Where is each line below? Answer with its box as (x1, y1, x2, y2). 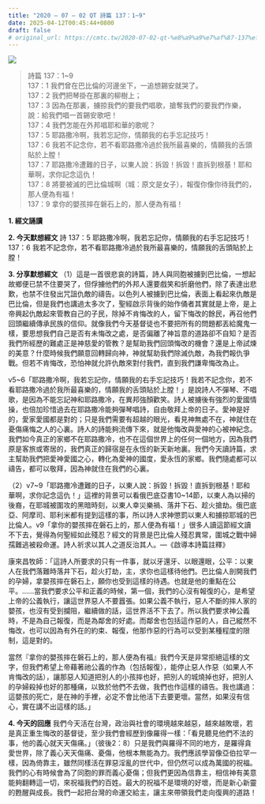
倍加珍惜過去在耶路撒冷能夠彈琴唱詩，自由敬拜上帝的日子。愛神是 (28, 404, 243, 415)
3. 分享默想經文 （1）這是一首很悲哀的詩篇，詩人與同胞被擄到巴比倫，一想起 (8, 269, 256, 279)
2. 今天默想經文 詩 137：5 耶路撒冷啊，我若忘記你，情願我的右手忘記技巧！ (8, 233, 252, 242)
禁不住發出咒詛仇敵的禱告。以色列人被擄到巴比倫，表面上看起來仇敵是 (28, 289, 257, 299)
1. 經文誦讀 (8, 216, 43, 226)
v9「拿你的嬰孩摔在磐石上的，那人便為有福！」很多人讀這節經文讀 (35, 520, 252, 530)
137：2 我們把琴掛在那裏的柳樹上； (27, 91, 142, 100)
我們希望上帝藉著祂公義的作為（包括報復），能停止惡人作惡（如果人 (28, 663, 247, 672)
